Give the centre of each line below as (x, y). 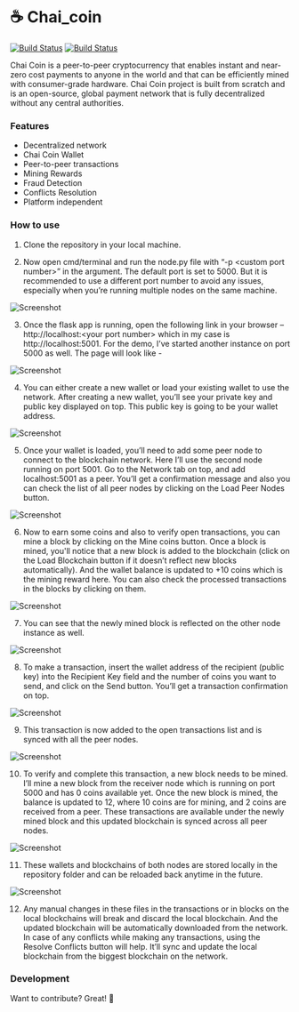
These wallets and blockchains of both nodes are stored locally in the (150, 864)
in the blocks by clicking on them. (85, 589)
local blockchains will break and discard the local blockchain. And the (150, 918)
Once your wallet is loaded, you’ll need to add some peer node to (142, 450)
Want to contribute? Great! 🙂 (62, 998)
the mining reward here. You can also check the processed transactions (155, 579)
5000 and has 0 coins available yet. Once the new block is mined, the (150, 792)
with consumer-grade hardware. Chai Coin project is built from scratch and (148, 84)
